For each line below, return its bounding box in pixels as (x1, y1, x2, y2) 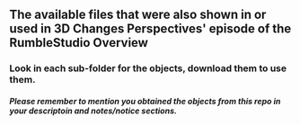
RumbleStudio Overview (9, 35, 148, 50)
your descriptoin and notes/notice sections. (9, 105, 178, 116)
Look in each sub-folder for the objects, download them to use (9, 62, 287, 75)
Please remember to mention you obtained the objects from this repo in (9, 95, 281, 106)
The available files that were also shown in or (9, 7, 267, 22)
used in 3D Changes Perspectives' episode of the (9, 22, 292, 37)
